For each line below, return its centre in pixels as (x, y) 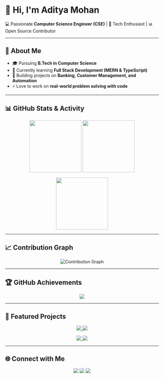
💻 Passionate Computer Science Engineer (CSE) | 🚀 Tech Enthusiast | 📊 (79, 24)
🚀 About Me (23, 51)
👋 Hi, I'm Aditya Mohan (52, 10)
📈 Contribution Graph (39, 247)
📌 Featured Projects (36, 316)
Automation (24, 80)
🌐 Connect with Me (35, 359)
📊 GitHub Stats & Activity (45, 109)
